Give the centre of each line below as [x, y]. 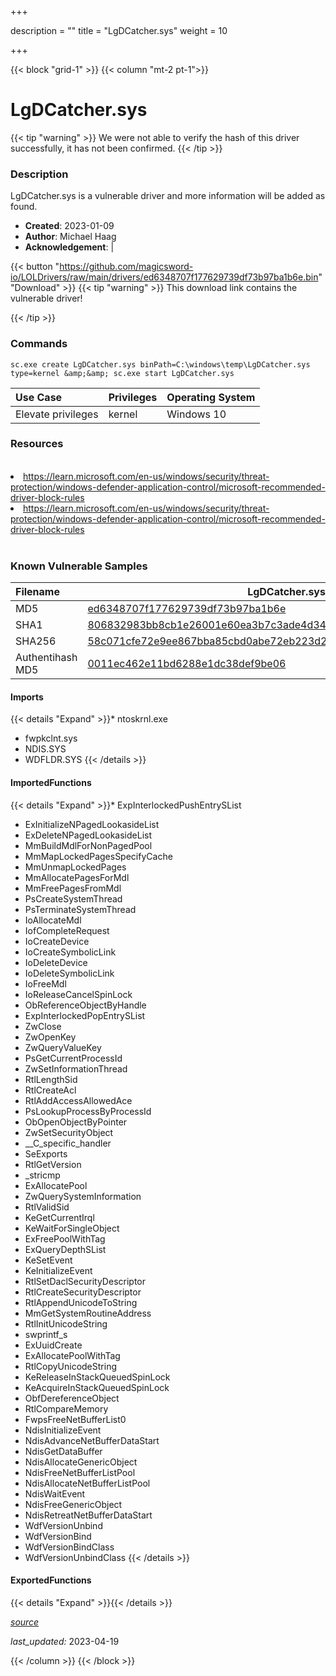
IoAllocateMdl [53, 920]
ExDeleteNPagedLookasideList [88, 835]
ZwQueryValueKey [63, 1047]
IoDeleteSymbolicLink [69, 973]
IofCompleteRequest [67, 930]
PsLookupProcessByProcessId [88, 1111]
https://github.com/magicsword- [126, 267]
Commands [39, 344]
